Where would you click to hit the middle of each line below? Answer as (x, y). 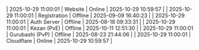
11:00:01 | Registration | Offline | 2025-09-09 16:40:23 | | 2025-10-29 (99, 15)
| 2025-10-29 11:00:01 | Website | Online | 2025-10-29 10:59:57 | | (87, 9)
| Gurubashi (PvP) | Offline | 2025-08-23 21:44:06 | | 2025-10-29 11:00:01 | (99, 35)
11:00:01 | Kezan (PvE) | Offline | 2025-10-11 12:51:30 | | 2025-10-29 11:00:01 (100, 28)
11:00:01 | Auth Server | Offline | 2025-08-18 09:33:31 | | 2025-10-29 (91, 22)
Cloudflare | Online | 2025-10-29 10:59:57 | (59, 41)
